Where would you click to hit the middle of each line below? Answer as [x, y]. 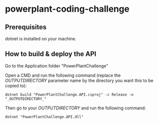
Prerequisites [26, 27]
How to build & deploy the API [51, 54]
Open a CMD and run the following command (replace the [63, 75]
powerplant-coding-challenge [67, 9]
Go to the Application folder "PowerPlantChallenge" [57, 66]
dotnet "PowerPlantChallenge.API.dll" [44, 117]
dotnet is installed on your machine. [41, 39]
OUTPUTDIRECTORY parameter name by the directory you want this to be [79, 80]
